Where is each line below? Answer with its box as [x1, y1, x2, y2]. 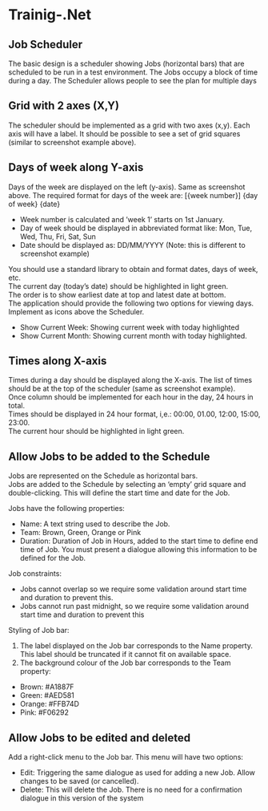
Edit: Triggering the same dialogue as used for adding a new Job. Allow [19, 768, 256, 777]
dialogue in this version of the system [19, 793, 144, 803]
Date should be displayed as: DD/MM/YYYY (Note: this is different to [19, 240, 246, 249]
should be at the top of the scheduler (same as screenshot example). [8, 383, 236, 394]
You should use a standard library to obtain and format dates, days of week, [8, 264, 258, 274]
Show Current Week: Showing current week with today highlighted [19, 322, 240, 332]
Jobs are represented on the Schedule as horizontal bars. [8, 471, 198, 481]
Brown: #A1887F [19, 682, 74, 691]
